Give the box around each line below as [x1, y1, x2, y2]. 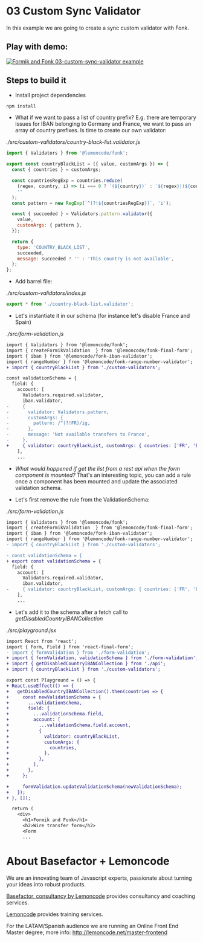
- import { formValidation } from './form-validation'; [6, 650, 150, 656]
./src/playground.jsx [6, 627, 57, 634]
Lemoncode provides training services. [6, 911, 104, 918]
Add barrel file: [14, 278, 53, 285]
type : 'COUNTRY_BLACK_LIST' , [17, 244, 91, 250]
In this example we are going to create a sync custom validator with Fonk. [6, 24, 189, 31]
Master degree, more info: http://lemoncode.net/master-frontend [6, 929, 168, 936]
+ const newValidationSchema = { [6, 694, 101, 700]
